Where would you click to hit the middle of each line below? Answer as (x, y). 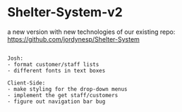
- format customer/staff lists (53, 64)
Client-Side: (26, 83)
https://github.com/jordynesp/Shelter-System (73, 39)
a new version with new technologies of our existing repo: (91, 32)
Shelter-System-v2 (65, 12)
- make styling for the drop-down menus (68, 89)
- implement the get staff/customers (63, 95)
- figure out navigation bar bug (56, 101)
